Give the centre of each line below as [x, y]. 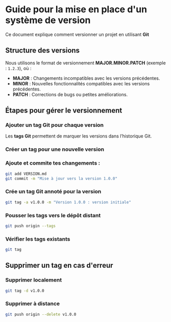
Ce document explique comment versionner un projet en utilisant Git [77, 34]
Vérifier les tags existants [38, 239]
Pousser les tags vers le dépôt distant [53, 215]
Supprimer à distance [33, 304]
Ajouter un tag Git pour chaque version [54, 125]
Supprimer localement [34, 280]
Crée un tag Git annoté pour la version [53, 192]
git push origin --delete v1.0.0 [41, 314]
